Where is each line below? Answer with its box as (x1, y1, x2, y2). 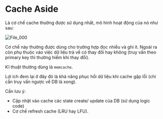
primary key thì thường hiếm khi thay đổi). (5, 54, 90, 60)
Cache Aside (5, 3, 59, 15)
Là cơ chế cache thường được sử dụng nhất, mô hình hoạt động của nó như (5, 20, 159, 26)
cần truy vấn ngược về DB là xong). (5, 79, 77, 85)
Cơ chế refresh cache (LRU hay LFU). (12, 108, 89, 114)
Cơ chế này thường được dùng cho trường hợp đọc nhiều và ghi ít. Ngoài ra (5, 44, 158, 50)
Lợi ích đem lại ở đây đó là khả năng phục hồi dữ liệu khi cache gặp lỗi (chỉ (5, 73, 156, 79)
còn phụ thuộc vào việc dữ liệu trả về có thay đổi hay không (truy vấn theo (5, 49, 157, 55)
